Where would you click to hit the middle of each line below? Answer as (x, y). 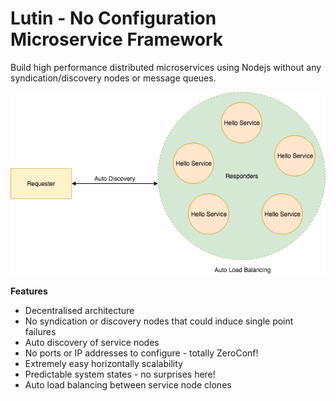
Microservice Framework (117, 39)
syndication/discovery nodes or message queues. (113, 78)
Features (29, 291)
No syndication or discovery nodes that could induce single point (159, 321)
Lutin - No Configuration (113, 18)
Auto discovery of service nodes (92, 342)
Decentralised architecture (79, 310)
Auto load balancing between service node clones (128, 384)
